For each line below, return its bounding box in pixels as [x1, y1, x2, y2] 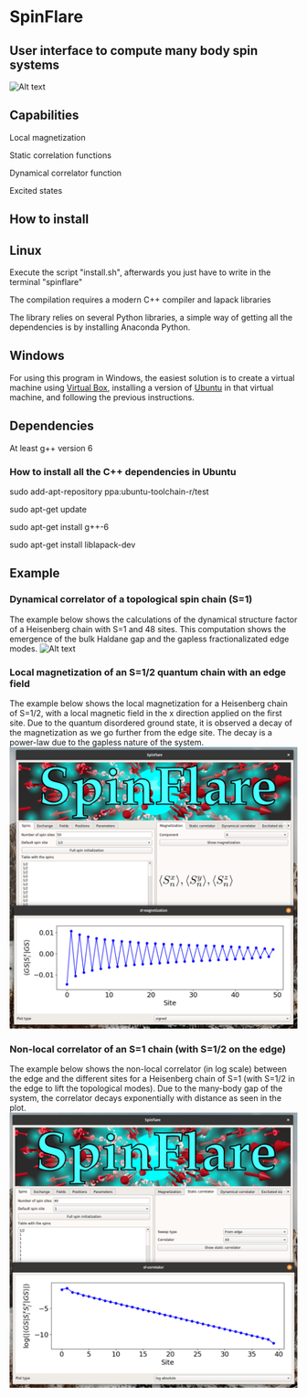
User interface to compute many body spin [9, 43, 259, 58]
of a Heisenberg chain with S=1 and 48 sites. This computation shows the [9, 623, 286, 634]
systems [9, 57, 60, 72]
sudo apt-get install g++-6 [9, 521, 110, 532]
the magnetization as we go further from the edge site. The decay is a [9, 726, 272, 737]
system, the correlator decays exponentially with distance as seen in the [9, 1093, 281, 1104]
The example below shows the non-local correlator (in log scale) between [9, 1064, 288, 1074]
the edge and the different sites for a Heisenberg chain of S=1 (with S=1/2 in [9, 1074, 295, 1085]
